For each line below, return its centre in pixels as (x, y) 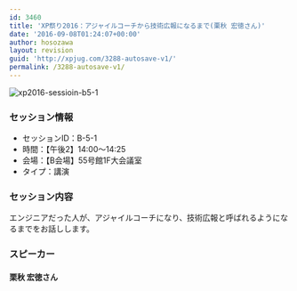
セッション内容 (41, 197)
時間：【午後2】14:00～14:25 (74, 150)
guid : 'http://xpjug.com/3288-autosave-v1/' (93, 59)
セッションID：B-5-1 (60, 138)
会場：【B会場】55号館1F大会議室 (82, 160)
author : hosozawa (41, 42)
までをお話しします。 (56, 229)
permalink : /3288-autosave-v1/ (67, 68)
